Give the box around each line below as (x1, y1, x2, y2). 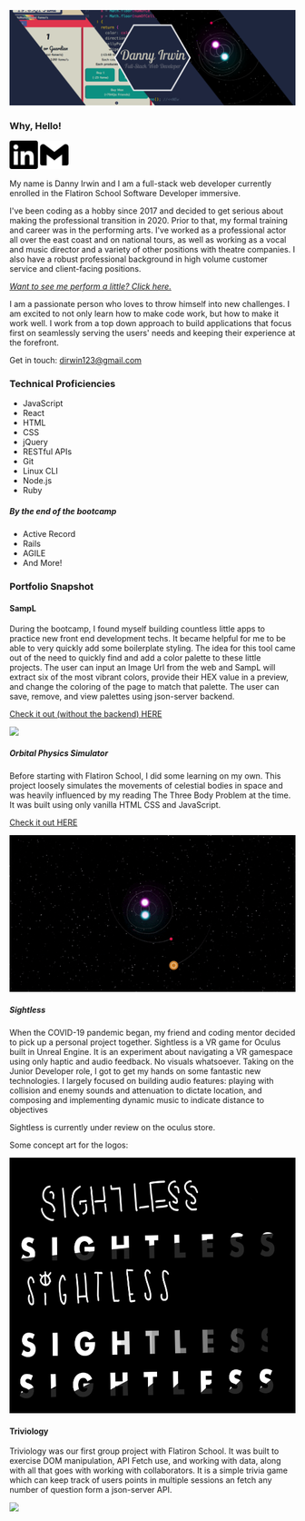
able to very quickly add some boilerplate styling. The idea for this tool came (9, 642, 296, 653)
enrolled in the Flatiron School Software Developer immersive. (9, 188, 241, 199)
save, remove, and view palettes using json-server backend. (9, 691, 235, 701)
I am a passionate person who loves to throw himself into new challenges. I (9, 299, 290, 310)
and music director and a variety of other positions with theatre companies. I (9, 244, 296, 255)
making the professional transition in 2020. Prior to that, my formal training (9, 215, 289, 226)
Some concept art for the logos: (9, 1139, 129, 1150)
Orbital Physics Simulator (9, 748, 109, 759)
